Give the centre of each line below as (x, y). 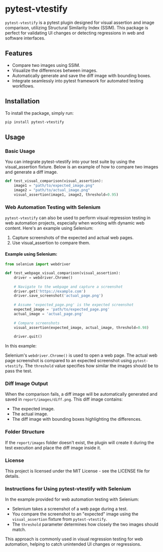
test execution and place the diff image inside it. (53, 448)
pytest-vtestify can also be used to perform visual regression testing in (78, 218)
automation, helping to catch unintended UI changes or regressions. (73, 544)
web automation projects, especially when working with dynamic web (75, 223)
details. (12, 476)
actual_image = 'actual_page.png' (49, 314)
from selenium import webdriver (38, 265)
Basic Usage (20, 151)
